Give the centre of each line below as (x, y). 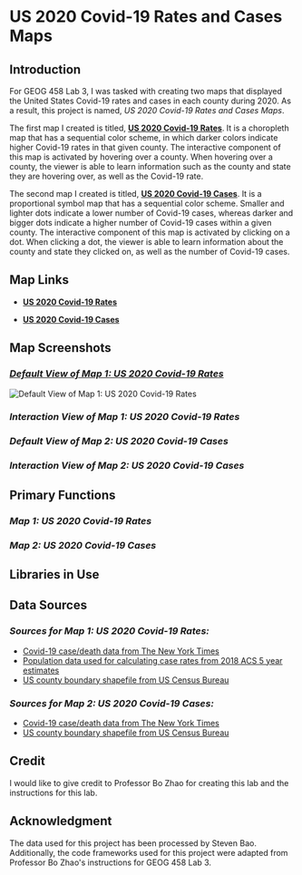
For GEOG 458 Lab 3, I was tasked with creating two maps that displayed (146, 91)
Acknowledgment (61, 821)
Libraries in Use (54, 574)
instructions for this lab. (54, 792)
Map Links (39, 280)
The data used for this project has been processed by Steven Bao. (133, 843)
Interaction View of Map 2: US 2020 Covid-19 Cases (127, 466)
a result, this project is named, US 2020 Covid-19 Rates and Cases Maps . (147, 110)
